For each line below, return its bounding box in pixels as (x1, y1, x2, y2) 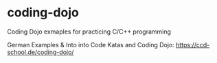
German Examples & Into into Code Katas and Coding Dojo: (7, 40, 174, 49)
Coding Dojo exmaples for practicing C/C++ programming (7, 27, 172, 36)
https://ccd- (175, 40, 210, 49)
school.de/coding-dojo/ (7, 48, 74, 56)
